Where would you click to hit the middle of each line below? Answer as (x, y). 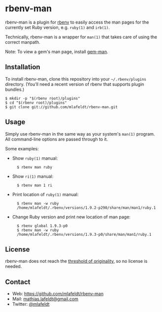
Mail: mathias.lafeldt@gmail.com (45, 299)
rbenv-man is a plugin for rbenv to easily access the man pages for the (77, 22)
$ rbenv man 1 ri (35, 185)
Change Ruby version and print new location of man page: (71, 217)
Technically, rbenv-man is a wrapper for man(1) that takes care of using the (81, 37)
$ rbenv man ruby (35, 167)
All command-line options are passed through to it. (57, 139)
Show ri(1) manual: (33, 176)
